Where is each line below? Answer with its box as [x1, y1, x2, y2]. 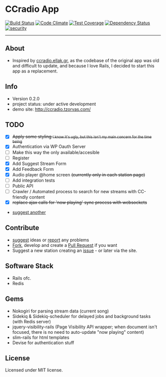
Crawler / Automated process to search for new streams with [12, 188, 137, 194]
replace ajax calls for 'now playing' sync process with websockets [12, 200, 147, 205]
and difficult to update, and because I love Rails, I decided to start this [12, 63, 155, 69]
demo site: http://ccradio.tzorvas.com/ [12, 106, 91, 112]
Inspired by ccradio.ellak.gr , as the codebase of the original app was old [12, 57, 160, 63]
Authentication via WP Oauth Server [12, 144, 86, 150]
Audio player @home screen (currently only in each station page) [12, 171, 145, 177]
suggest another [12, 210, 46, 216]
